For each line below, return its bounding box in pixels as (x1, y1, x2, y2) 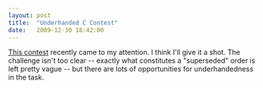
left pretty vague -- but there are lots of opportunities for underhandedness (8, 64, 254, 74)
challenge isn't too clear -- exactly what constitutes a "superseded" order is (8, 56, 256, 65)
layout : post (8, 11, 51, 20)
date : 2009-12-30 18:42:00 (8, 26, 104, 34)
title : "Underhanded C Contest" (8, 19, 118, 27)
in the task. (8, 72, 45, 82)
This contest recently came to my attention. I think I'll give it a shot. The (8, 48, 241, 57)
